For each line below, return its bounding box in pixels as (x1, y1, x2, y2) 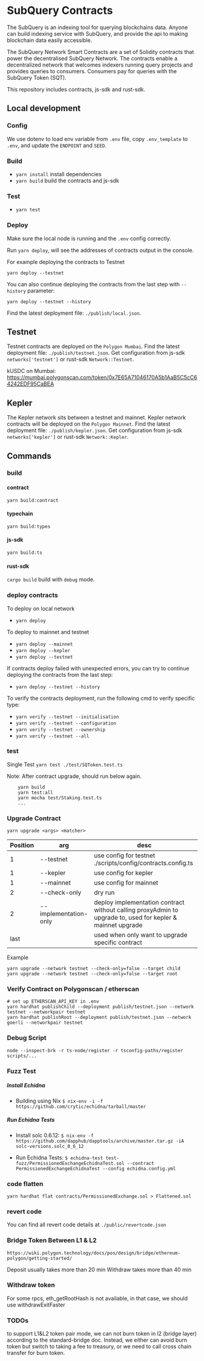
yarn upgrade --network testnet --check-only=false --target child (7, 966, 181, 972)
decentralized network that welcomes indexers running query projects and (7, 61, 193, 68)
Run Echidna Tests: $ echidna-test (15, 1154, 104, 1161)
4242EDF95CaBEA (7, 380, 54, 387)
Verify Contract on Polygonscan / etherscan (7, 985, 140, 994)
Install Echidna (7, 1082, 45, 1089)
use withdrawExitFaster (7, 1301, 65, 1308)
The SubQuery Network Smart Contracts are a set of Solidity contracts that (7, 48, 194, 55)
